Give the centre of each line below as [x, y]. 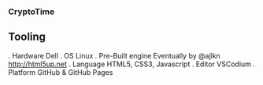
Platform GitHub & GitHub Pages [61, 72]
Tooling [27, 37]
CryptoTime [31, 12]
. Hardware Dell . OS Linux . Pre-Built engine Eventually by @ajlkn [114, 55]
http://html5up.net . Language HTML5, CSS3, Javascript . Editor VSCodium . [132, 64]
